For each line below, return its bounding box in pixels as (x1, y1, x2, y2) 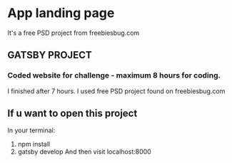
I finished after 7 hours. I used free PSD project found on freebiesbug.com (7, 87, 226, 95)
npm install (17, 140, 51, 149)
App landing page (7, 5, 115, 21)
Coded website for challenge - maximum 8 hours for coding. (7, 70, 221, 80)
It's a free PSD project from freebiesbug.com (7, 28, 140, 37)
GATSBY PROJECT (7, 49, 92, 61)
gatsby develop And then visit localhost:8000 (17, 147, 151, 156)
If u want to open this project (7, 107, 138, 120)
